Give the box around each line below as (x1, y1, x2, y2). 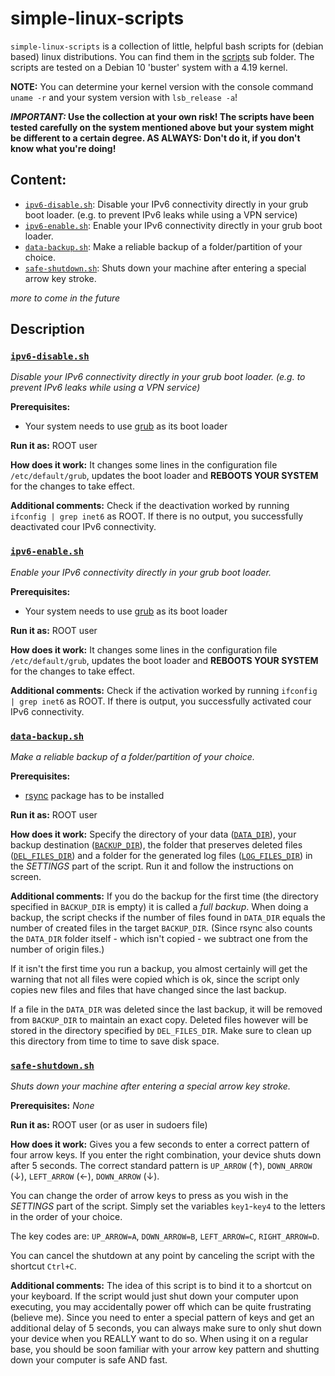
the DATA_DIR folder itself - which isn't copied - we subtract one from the (10, 933, 308, 945)
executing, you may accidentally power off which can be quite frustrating (10, 1301, 312, 1313)
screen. (10, 871, 42, 883)
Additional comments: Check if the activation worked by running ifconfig (10, 684, 318, 696)
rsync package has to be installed (24, 790, 165, 802)
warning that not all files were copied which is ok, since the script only (10, 973, 300, 986)
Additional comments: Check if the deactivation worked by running (10, 500, 290, 512)
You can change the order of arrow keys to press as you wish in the (10, 1190, 289, 1202)
